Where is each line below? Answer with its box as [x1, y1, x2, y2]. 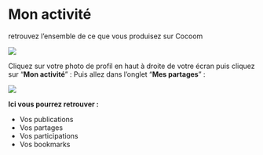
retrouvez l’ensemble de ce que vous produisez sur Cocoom [8, 31, 203, 41]
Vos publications [19, 114, 74, 124]
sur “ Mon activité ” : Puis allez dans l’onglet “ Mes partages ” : [8, 69, 206, 79]
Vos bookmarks [19, 139, 71, 149]
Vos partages [19, 123, 64, 132]
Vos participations [19, 131, 79, 140]
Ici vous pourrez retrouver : [8, 99, 100, 109]
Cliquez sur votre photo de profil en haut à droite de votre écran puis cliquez [8, 61, 255, 70]
